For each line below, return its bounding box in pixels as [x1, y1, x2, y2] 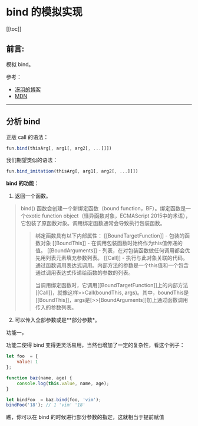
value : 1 [16, 359, 38, 365]
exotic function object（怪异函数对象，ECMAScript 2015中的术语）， [25, 212, 191, 219]
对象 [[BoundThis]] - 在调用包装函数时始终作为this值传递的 [40, 240, 183, 247]
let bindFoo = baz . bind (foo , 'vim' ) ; [6, 396, 101, 402]
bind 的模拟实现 [6, 5, 82, 19]
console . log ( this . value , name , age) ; [16, 381, 110, 386]
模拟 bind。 [6, 60, 34, 68]
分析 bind [6, 116, 41, 127]
